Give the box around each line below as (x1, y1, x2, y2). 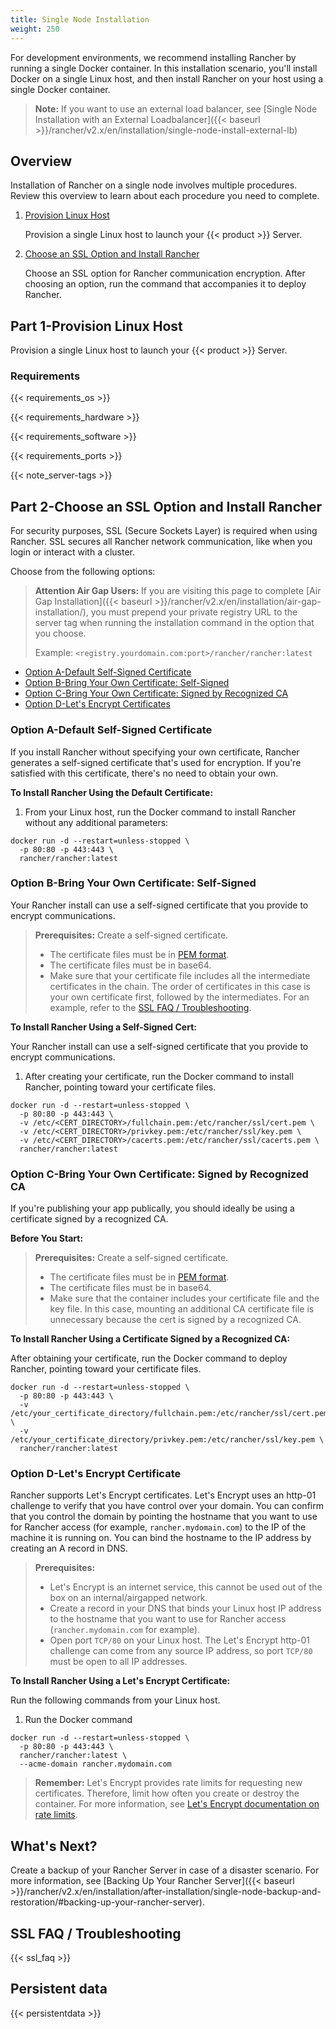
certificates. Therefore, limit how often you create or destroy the (34, 1787, 300, 1800)
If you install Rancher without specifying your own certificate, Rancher (10, 746, 300, 758)
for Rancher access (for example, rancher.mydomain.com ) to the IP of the (10, 1521, 307, 1533)
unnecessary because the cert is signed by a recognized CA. (49, 1314, 302, 1326)
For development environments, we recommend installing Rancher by (10, 51, 297, 63)
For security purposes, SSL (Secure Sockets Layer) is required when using (10, 525, 318, 537)
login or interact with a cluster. (10, 546, 136, 558)
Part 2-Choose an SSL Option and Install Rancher (10, 498, 323, 515)
